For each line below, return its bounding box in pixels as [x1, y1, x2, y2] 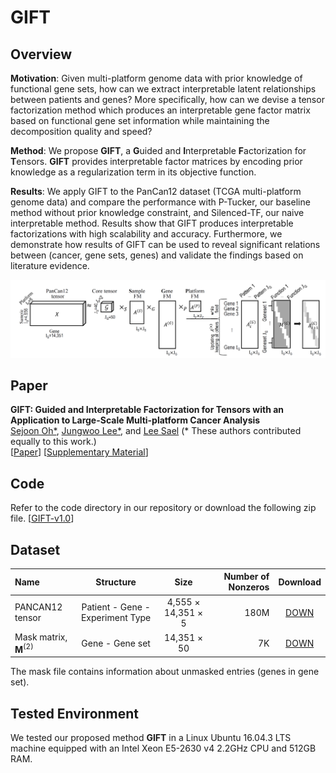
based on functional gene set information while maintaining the [10, 115, 270, 126]
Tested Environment [10, 705, 140, 722]
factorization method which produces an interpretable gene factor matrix [10, 104, 311, 116]
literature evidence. [10, 260, 90, 271]
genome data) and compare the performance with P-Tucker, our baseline [10, 196, 311, 208]
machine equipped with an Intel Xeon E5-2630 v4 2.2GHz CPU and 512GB [10, 742, 317, 754]
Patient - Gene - [81, 601, 151, 613]
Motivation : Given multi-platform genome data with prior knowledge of [10, 72, 303, 84]
